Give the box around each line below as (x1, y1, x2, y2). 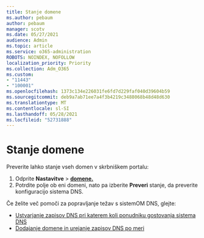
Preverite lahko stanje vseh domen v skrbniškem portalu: (6, 163, 149, 171)
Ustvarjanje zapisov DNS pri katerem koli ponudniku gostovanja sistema (15, 212, 196, 219)
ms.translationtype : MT (6, 99, 67, 106)
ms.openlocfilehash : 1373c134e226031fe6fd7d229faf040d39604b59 (6, 88, 171, 95)
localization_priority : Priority (6, 60, 91, 66)
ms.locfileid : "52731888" (6, 117, 72, 123)
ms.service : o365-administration (6, 49, 91, 55)
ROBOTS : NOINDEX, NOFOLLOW (6, 54, 75, 60)
